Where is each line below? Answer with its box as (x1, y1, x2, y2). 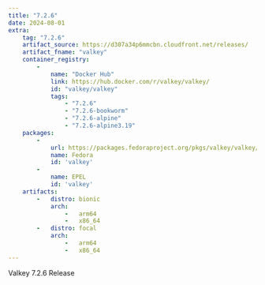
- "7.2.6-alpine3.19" (64, 122, 136, 129)
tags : (50, 92, 69, 100)
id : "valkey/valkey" (50, 84, 118, 93)
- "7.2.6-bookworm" (64, 107, 129, 115)
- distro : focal (36, 224, 97, 233)
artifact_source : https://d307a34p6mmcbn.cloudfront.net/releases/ (22, 41, 248, 49)
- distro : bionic (36, 195, 101, 203)
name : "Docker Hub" (50, 70, 114, 78)
